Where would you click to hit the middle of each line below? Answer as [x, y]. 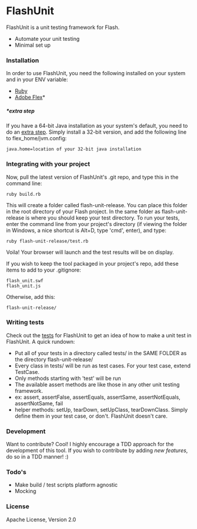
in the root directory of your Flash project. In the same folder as [83, 211]
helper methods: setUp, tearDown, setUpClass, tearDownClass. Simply [101, 409]
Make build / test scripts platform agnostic [66, 485]
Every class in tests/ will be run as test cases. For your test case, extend [103, 366]
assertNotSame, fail [39, 403]
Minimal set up [33, 45]
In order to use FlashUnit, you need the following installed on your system [96, 73]
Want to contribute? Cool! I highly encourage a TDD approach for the [90, 444]
